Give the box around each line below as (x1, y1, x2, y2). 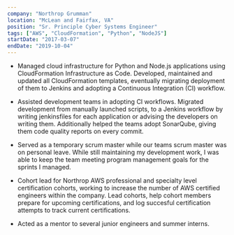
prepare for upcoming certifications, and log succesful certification (17, 199, 211, 206)
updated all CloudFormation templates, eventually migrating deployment (17, 77, 225, 84)
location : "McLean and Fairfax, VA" (7, 17, 114, 24)
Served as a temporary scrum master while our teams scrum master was (17, 141, 227, 149)
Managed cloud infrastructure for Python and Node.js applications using (17, 62, 226, 70)
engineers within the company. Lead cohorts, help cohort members (17, 191, 212, 199)
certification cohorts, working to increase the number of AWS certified (17, 184, 220, 192)
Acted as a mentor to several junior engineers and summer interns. (17, 220, 210, 227)
